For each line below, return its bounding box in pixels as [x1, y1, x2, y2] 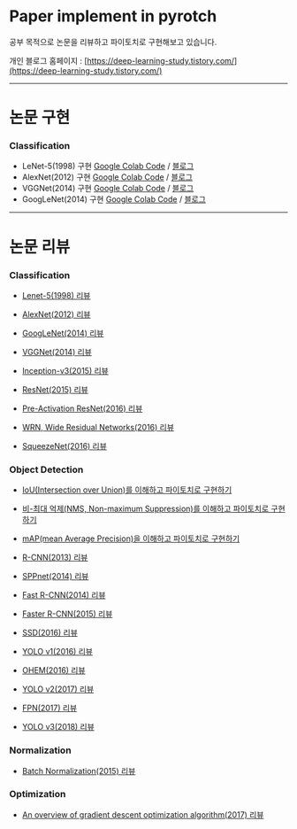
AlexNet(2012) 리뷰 [21, 308, 91, 320]
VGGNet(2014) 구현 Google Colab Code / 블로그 [21, 183, 194, 194]
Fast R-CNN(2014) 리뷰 [21, 590, 106, 600]
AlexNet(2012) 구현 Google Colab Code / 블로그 [21, 172, 193, 182]
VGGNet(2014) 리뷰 [21, 346, 93, 357]
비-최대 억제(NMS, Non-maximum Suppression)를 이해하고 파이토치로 [21, 503, 270, 515]
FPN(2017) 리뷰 [21, 702, 78, 714]
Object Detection [9, 463, 84, 476]
